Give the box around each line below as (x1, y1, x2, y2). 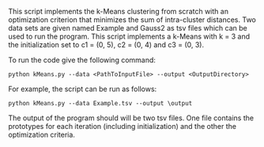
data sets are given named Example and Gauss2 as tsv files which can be (8, 24, 247, 32)
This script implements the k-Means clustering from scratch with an (8, 7, 229, 16)
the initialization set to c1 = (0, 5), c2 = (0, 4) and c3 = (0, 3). (8, 40, 205, 50)
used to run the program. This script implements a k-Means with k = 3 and (8, 31, 251, 41)
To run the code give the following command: (8, 55, 157, 64)
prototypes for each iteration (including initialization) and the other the (8, 122, 237, 130)
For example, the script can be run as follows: (8, 84, 157, 94)
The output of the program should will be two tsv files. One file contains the (8, 113, 255, 123)
